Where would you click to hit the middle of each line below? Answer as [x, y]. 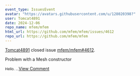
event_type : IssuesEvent [30, 9]
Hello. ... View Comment [27, 68]
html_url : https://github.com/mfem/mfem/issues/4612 [60, 32]
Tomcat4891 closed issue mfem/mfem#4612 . [50, 50]
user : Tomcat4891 [23, 18]
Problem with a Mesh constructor [38, 59]
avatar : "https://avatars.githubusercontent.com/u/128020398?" [70, 14]
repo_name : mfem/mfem [27, 27]
